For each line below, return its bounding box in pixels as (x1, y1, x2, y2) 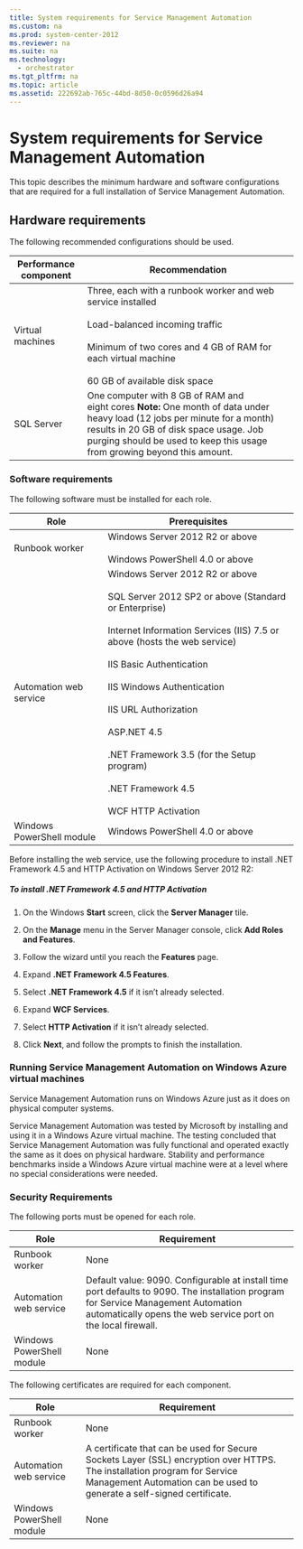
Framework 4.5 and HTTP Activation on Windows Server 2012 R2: (9, 863, 254, 874)
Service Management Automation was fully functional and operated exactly (9, 1139, 289, 1150)
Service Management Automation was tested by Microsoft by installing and (9, 1120, 289, 1131)
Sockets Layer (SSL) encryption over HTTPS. (85, 1453, 277, 1466)
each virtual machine (87, 352, 176, 365)
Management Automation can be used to (85, 1476, 259, 1488)
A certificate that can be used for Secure (85, 1442, 258, 1455)
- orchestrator (17, 64, 75, 73)
